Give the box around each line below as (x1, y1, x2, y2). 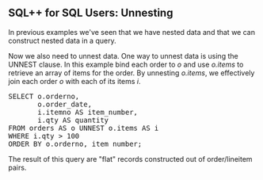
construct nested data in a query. (8, 36, 116, 45)
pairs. (8, 163, 27, 172)
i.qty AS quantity (37, 115, 109, 124)
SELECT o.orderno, (8, 91, 80, 101)
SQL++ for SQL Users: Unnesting (8, 6, 173, 20)
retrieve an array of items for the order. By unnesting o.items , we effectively (8, 67, 255, 78)
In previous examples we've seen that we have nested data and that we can (8, 27, 256, 36)
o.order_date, (37, 99, 93, 109)
